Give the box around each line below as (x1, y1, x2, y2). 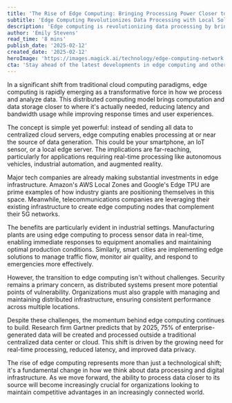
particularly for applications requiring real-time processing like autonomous (7, 153, 222, 161)
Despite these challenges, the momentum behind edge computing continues (7, 315, 225, 324)
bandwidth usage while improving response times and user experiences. (7, 110, 214, 118)
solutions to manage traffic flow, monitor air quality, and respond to (7, 253, 198, 261)
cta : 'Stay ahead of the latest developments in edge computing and (7, 61, 209, 68)
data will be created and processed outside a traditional (37, 331, 197, 339)
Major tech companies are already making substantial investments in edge (7, 173, 219, 181)
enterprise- (182, 323, 215, 331)
